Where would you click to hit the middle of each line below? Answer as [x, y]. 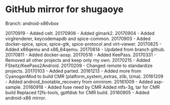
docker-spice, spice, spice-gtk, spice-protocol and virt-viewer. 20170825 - [83, 44]
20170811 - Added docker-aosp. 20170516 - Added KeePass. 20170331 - [81, 55]
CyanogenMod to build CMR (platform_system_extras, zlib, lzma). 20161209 [84, 76]
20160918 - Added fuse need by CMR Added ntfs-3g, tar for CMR [91, 87]
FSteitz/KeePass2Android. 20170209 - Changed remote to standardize [79, 65]
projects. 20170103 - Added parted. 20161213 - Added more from [73, 71]
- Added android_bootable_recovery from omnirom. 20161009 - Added [79, 82]
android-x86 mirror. [26, 98]
